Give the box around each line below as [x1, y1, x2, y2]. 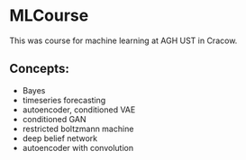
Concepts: [9, 61, 69, 76]
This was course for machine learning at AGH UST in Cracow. [9, 35, 238, 46]
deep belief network [22, 132, 97, 144]
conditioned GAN [22, 113, 87, 124]
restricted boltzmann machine [22, 123, 134, 134]
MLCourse [9, 5, 89, 26]
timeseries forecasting [22, 94, 106, 105]
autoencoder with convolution [22, 142, 133, 153]
